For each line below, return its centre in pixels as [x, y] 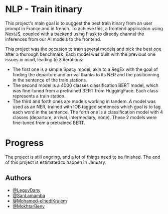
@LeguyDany [27, 190]
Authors [18, 178]
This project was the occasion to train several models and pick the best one [83, 49]
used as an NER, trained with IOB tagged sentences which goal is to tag [87, 106]
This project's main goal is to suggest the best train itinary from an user [79, 23]
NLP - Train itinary [44, 9]
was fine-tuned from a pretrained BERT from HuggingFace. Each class [85, 90]
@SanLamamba [29, 195]
